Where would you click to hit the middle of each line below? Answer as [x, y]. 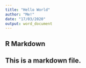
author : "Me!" [20, 14]
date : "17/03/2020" [25, 19]
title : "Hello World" [28, 10]
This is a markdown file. [43, 61]
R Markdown [25, 43]
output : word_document [29, 24]
